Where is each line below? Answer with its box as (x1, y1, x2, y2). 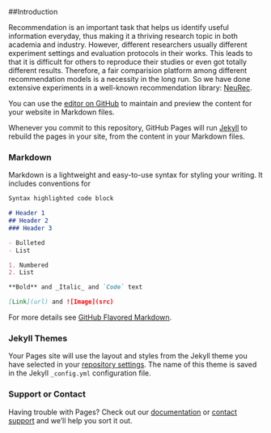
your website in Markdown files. (8, 107, 115, 117)
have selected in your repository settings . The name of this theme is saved (8, 360, 257, 370)
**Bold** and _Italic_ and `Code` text (8, 283, 143, 291)
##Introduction (8, 7, 58, 16)
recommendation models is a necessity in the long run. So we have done (8, 75, 251, 84)
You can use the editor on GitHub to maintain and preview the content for (8, 99, 252, 108)
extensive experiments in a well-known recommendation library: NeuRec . (8, 83, 252, 92)
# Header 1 (8, 209, 45, 217)
